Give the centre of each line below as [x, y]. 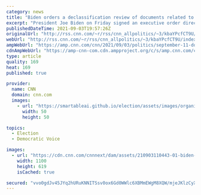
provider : [19, 84]
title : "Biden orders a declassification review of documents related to [100, 17]
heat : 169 [19, 67]
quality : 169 [22, 62]
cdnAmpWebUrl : [24, 51]
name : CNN [24, 89]
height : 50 [36, 117]
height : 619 [32, 166]
